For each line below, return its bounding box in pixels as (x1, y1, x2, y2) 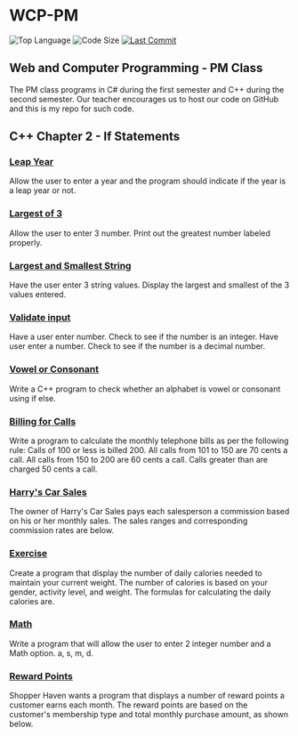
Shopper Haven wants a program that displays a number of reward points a (9, 691, 285, 701)
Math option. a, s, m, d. (9, 647, 93, 659)
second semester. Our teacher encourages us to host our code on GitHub (9, 93, 278, 104)
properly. (9, 237, 43, 247)
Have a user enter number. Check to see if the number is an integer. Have (9, 331, 278, 343)
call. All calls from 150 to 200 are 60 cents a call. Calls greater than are (9, 454, 269, 465)
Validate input (9, 311, 71, 323)
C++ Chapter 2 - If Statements (9, 129, 181, 144)
